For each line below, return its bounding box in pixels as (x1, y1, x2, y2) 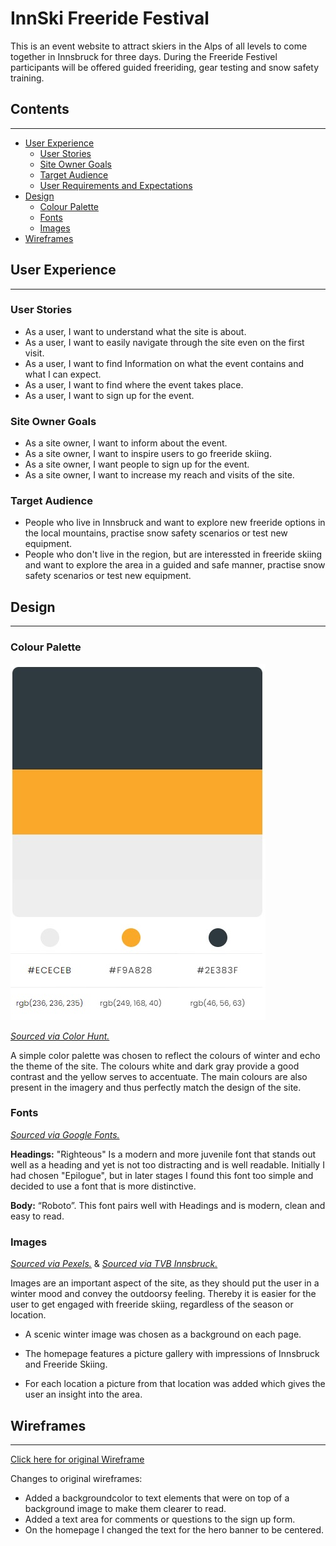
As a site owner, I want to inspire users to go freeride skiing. (24, 448, 272, 460)
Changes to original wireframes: (10, 1472, 143, 1484)
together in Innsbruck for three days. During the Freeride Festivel (10, 50, 278, 62)
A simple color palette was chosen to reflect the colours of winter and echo (10, 1049, 321, 1061)
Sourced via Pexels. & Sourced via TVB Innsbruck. (10, 1258, 218, 1270)
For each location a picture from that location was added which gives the (24, 1378, 326, 1390)
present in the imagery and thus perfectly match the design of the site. (10, 1081, 302, 1093)
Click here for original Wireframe (10, 1453, 145, 1465)
